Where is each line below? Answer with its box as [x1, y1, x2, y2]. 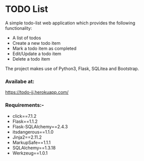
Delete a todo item [12, 56, 50, 62]
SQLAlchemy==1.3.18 [12, 145, 56, 151]
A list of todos [12, 35, 41, 41]
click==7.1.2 [12, 113, 37, 119]
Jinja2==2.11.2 [12, 134, 42, 140]
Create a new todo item [12, 40, 61, 46]
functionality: [5, 25, 32, 31]
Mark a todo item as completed [12, 45, 77, 51]
